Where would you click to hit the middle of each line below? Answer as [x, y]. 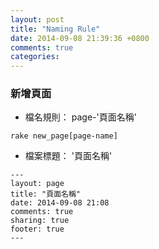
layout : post [37, 19]
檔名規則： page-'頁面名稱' [80, 117]
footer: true [37, 229]
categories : [35, 57]
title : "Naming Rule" [55, 29]
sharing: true [40, 221]
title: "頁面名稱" [45, 194]
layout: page [37, 184]
